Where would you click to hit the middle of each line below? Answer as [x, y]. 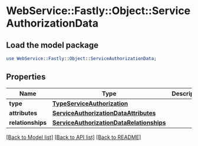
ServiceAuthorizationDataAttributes [104, 113]
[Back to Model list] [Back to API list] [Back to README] [74, 137]
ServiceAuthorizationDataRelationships [109, 122]
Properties [26, 77]
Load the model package [52, 45]
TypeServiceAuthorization [90, 103]
